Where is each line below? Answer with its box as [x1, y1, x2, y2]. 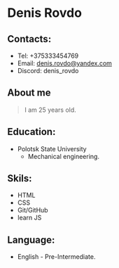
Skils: [7, 172, 33, 184]
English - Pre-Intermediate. [17, 253, 96, 261]
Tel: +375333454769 [17, 51, 79, 60]
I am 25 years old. [24, 106, 77, 114]
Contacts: [7, 33, 52, 45]
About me [7, 87, 51, 99]
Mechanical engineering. [27, 152, 100, 160]
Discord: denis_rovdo [17, 67, 79, 75]
